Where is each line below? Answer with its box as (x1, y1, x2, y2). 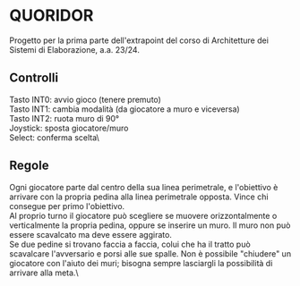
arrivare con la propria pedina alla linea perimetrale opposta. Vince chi (9, 191, 269, 202)
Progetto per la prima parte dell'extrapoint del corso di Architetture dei (9, 35, 269, 46)
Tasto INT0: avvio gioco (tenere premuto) (9, 94, 161, 105)
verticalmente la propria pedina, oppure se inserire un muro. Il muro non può (9, 220, 291, 231)
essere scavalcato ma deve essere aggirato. (9, 229, 173, 240)
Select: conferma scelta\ (9, 131, 100, 143)
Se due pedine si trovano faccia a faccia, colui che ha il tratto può (9, 239, 251, 249)
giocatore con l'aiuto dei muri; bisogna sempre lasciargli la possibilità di (9, 257, 273, 268)
